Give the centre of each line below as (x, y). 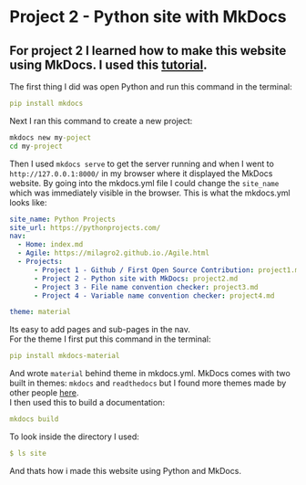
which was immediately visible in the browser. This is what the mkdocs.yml (150, 193)
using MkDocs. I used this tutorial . (108, 64)
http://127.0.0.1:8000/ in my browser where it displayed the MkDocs (141, 173)
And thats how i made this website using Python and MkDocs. (125, 470)
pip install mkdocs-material (65, 356)
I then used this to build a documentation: (87, 403)
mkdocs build (34, 419)
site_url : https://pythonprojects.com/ (85, 227)
